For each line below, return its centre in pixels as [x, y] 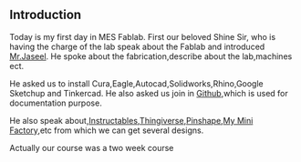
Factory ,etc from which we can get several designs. [107, 130]
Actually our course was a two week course [92, 147]
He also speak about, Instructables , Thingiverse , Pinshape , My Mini [131, 120]
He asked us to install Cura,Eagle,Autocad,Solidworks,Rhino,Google [137, 83]
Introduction [46, 15]
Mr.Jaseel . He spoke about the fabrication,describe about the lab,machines [151, 56]
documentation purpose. [56, 103]
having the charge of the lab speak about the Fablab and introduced [137, 46]
